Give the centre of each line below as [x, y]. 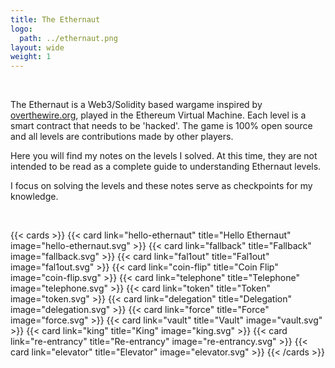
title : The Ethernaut [55, 19]
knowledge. [34, 197]
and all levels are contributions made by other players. [122, 137]
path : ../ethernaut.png [68, 38]
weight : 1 [31, 57]
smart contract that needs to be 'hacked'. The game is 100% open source [161, 126]
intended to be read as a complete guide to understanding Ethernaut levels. [166, 167]
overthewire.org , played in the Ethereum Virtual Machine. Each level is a [158, 115]
